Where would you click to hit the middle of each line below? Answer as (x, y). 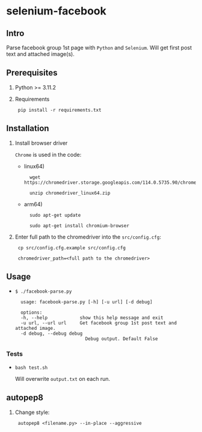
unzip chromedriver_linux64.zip (70, 193)
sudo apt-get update (55, 215)
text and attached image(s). (41, 54)
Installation (28, 128)
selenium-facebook (56, 11)
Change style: (32, 412)
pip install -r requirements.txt (60, 110)
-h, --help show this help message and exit (92, 318)
